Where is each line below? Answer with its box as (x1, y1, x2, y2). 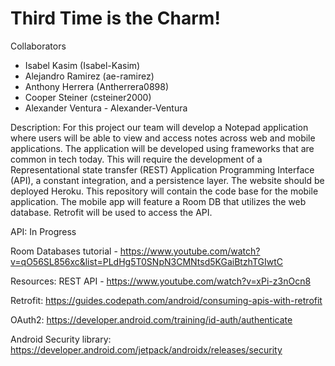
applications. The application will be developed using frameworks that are (10, 142, 315, 154)
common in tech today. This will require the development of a (10, 153, 263, 165)
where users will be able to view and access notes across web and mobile (10, 132, 316, 144)
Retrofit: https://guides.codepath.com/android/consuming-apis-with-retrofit (10, 294, 323, 306)
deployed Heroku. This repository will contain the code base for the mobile (10, 185, 319, 197)
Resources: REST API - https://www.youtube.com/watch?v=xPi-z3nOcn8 (10, 275, 312, 287)
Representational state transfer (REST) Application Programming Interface (10, 163, 315, 176)
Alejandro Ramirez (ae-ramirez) (24, 70, 155, 82)
